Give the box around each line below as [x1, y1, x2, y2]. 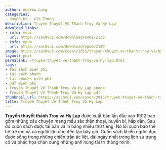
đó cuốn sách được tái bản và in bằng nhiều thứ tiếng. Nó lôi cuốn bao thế [5, 123, 156, 129]
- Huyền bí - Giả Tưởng [5, 16, 54, 21]
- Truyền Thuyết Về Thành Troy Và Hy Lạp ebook [5, 85, 105, 91]
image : [5, 49, 19, 53]
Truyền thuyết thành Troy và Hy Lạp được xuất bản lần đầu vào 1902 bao [5, 113, 156, 119]
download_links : [5, 26, 39, 31]
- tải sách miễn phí [5, 67, 48, 72]
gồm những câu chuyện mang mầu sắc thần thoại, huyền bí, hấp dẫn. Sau [5, 118, 155, 124]
